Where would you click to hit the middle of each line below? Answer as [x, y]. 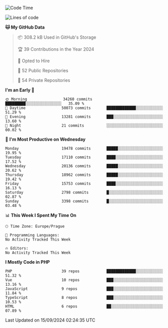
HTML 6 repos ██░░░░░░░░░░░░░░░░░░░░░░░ [84, 306]
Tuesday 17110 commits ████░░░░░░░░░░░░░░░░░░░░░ [84, 157]
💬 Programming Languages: [32, 235]
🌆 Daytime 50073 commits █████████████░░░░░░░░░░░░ [84, 108]
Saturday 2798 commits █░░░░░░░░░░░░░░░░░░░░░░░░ [84, 192]
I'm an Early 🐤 [20, 90]
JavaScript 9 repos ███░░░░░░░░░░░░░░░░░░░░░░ [84, 289]
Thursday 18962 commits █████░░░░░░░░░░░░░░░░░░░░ [84, 175]
